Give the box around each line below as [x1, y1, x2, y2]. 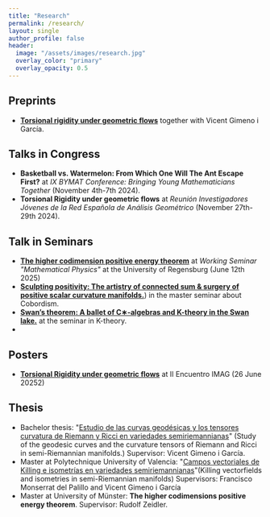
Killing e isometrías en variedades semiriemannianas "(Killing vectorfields [19, 465, 262, 475]
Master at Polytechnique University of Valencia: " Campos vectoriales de [19, 457, 260, 466]
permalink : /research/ [8, 19, 85, 27]
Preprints [8, 94, 56, 108]
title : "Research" [8, 11, 70, 20]
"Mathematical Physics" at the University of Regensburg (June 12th [19, 265, 245, 275]
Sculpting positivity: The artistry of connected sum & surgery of [19, 282, 239, 292]
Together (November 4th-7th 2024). [19, 186, 141, 196]
